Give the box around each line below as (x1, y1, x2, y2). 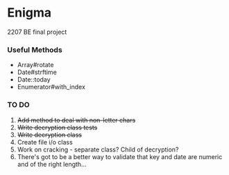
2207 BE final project (7, 28, 67, 36)
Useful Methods (7, 45, 62, 55)
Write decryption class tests (17, 123, 98, 131)
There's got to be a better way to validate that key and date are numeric (17, 152, 223, 160)
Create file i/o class (17, 138, 73, 146)
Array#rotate (17, 61, 54, 69)
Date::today (17, 75, 51, 84)
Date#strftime (17, 68, 57, 77)
